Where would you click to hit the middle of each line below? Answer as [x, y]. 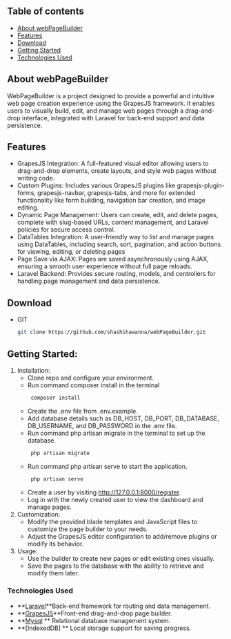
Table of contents [46, 11]
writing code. [36, 178]
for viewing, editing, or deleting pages [71, 252]
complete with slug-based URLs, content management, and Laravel [113, 222]
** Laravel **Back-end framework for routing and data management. [114, 606]
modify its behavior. [56, 544]
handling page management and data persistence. [89, 281]
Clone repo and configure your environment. [90, 378]
